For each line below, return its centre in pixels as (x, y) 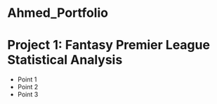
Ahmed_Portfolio (58, 13)
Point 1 (27, 79)
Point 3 (28, 95)
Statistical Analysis (65, 60)
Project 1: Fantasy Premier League (109, 45)
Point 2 (28, 87)
